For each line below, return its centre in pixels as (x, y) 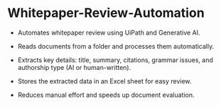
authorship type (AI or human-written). (74, 67)
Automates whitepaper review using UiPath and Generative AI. (109, 33)
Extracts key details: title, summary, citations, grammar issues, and (115, 60)
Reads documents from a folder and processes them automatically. (116, 46)
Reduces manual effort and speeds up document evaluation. (106, 95)
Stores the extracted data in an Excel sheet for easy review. (104, 81)
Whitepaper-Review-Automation (106, 13)
